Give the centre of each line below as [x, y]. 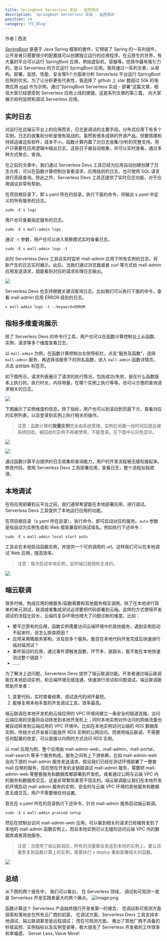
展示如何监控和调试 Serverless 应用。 [43, 99]
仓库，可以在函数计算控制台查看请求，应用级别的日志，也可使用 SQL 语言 [84, 171]
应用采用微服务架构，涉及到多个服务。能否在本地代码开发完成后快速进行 [86, 639]
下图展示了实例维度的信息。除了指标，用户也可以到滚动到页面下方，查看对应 [83, 409]
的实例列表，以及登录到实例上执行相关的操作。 [53, 415]
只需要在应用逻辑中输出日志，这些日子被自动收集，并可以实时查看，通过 [83, 148]
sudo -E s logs [21, 210]
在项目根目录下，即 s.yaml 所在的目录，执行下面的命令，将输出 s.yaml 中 [80, 194]
